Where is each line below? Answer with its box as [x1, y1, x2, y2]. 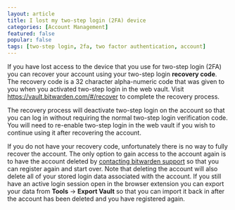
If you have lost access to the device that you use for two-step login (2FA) [7, 63, 222, 70]
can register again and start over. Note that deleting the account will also [7, 165, 218, 173]
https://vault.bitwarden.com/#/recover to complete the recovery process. [7, 92, 220, 101]
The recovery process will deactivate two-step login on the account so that [7, 106, 225, 114]
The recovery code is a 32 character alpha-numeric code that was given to [7, 78, 225, 85]
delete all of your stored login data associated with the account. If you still [7, 172, 222, 180]
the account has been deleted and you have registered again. [7, 194, 185, 203]
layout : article [7, 10, 55, 18]
